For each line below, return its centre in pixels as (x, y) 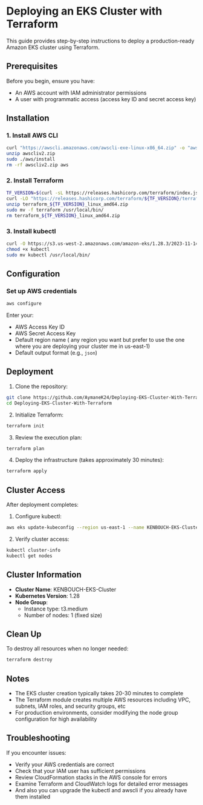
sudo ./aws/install (31, 159)
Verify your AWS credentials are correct (65, 764)
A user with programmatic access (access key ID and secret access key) (105, 99)
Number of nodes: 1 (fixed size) (63, 615)
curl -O (16, 244)
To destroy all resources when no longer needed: (67, 649)
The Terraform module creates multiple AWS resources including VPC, (103, 700)
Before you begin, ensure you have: (50, 81)
